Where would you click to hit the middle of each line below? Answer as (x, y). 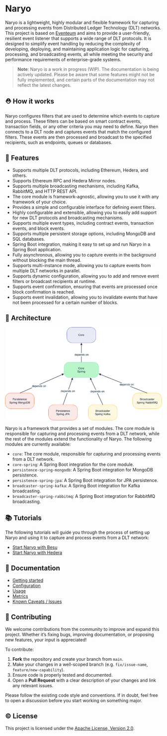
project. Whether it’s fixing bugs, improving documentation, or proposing (80, 634)
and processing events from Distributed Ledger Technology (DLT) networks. (83, 27)
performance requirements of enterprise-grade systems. (63, 59)
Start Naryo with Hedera (37, 553)
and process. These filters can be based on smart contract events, (73, 121)
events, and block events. (39, 228)
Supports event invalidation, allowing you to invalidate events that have (85, 297)
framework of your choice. (40, 202)
